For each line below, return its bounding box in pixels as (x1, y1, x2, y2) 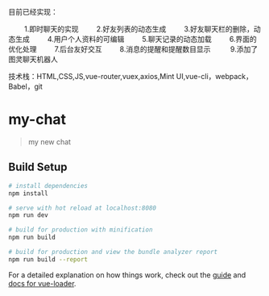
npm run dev (8, 211, 48, 219)
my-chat (8, 110, 67, 129)
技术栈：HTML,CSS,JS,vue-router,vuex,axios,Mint (8, 72, 175, 81)
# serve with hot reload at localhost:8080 (8, 204, 157, 212)
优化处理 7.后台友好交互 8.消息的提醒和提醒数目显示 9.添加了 (8, 44, 259, 54)
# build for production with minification (8, 226, 153, 234)
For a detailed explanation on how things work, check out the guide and (8, 269, 246, 280)
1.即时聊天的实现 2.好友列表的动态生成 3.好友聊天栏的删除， (23, 24, 255, 34)
